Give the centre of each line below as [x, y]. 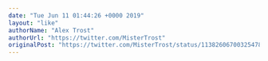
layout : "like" [33, 23]
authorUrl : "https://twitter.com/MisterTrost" [87, 38]
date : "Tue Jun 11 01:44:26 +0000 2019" [77, 15]
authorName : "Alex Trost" [51, 30]
